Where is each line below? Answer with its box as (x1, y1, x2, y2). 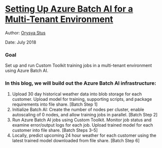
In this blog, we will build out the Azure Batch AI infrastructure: (5, 80, 157, 87)
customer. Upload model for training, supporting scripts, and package (12, 96, 152, 102)
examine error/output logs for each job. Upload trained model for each (12, 122, 153, 128)
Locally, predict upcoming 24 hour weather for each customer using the (12, 132, 157, 138)
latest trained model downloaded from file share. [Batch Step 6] (12, 137, 140, 143)
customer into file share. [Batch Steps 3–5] (12, 127, 98, 133)
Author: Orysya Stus (5, 30, 46, 36)
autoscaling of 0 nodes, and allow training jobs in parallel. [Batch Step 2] (12, 111, 158, 117)
